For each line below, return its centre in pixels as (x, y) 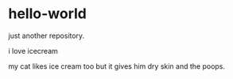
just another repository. (47, 36)
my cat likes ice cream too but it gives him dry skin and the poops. (116, 66)
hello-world (48, 14)
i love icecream (33, 51)
